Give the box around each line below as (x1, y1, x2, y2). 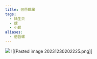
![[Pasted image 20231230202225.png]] (11, 48, 93, 54)
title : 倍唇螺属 (5, 7, 35, 12)
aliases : (5, 30, 23, 35)
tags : (5, 12, 16, 17)
